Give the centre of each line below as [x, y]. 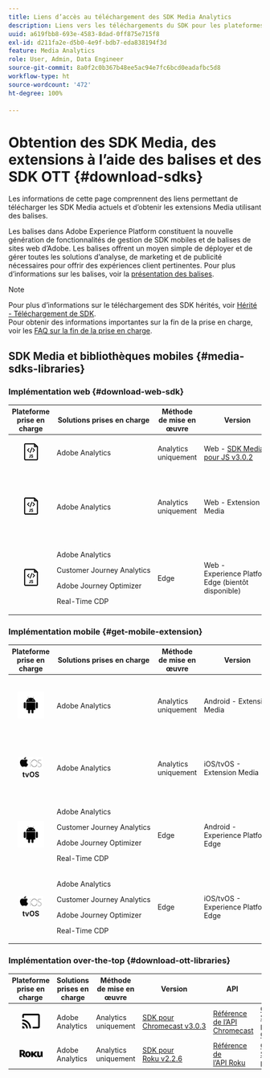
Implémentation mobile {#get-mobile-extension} [106, 631]
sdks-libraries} [47, 368]
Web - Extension [232, 502]
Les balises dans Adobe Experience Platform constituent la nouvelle [121, 231]
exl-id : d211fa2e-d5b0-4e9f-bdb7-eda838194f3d [88, 43]
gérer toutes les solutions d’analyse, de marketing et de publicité [115, 257]
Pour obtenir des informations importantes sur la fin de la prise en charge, [131, 322]
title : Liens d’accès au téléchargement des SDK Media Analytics [120, 17]
